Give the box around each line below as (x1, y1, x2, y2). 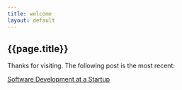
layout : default (7, 17, 55, 24)
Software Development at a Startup (7, 75, 110, 84)
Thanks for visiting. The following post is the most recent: (7, 61, 176, 70)
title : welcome (7, 10, 52, 18)
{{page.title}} (7, 43, 69, 55)
